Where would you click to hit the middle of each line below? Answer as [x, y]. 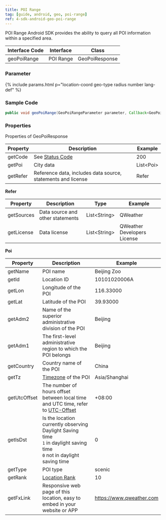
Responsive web [61, 486]
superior [52, 316]
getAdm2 [19, 319]
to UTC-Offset [59, 410]
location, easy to [61, 498]
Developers [133, 232]
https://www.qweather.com [126, 498]
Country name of [62, 363]
